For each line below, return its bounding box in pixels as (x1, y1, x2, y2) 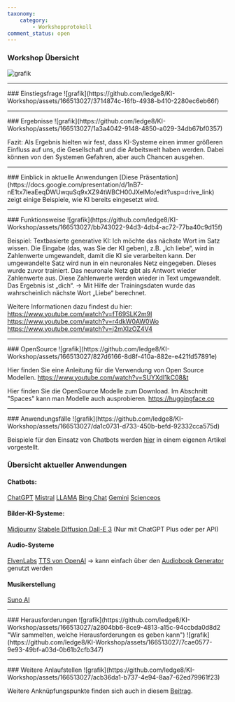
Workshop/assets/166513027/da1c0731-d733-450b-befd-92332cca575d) (7, 421, 220, 430)
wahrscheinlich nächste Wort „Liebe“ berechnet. (7, 288, 147, 297)
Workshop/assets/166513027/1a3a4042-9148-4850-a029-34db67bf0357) (7, 124, 223, 133)
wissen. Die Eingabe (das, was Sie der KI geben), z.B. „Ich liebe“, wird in (7, 243, 215, 252)
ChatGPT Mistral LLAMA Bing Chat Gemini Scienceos (7, 493, 161, 501)
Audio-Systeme (7, 541, 55, 549)
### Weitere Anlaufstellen (7, 666, 83, 674)
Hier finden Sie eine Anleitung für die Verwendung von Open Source (7, 365, 204, 374)
